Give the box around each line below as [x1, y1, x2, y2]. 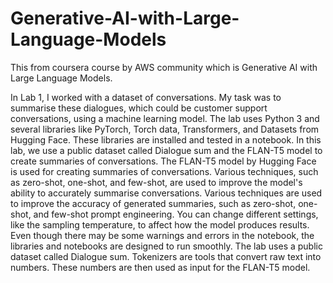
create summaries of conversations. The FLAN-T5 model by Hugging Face [10, 155, 317, 167]
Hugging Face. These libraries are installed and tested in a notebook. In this [10, 133, 322, 146]
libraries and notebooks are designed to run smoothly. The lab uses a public [10, 240, 323, 252]
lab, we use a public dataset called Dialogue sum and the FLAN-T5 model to [10, 144, 323, 156]
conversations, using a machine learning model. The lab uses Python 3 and [10, 112, 320, 124]
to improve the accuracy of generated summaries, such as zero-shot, [10, 197, 297, 209]
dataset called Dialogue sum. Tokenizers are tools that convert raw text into [10, 250, 322, 262]
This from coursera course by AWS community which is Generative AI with [10, 61, 318, 73]
